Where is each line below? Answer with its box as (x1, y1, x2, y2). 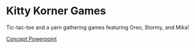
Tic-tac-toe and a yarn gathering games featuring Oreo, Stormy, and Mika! (6, 24, 190, 31)
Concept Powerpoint (6, 35, 57, 42)
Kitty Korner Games (6, 4, 106, 18)
